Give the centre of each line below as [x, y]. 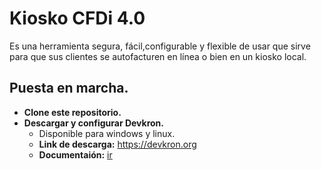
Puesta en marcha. [69, 88]
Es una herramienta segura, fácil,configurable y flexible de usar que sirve [160, 46]
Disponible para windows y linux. [107, 133]
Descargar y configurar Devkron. [94, 123]
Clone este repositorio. [72, 112]
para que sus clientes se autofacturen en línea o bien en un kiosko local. [158, 56]
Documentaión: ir [75, 154]
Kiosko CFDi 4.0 [77, 18]
